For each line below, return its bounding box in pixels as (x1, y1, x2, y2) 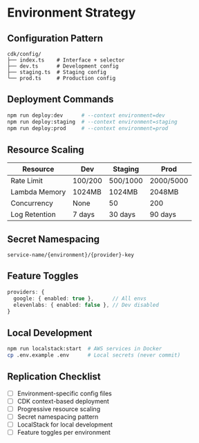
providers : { (7, 288, 45, 295)
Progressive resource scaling (17, 404, 101, 413)
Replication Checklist (7, 371, 102, 383)
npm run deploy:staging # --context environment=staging (7, 118, 178, 125)
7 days (72, 209, 95, 219)
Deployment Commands (7, 93, 114, 105)
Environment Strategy (7, 5, 136, 21)
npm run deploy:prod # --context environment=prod (7, 124, 169, 132)
